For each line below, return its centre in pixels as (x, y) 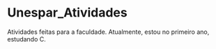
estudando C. (27, 39)
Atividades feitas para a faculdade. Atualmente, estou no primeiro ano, (108, 32)
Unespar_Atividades (67, 13)
